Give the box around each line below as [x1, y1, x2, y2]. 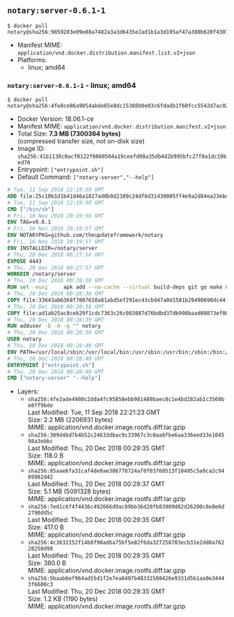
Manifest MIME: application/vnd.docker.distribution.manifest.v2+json [17, 122, 226, 131]
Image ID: [17, 145, 45, 153]
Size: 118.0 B [27, 451, 64, 460]
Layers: [17, 387, 39, 395]
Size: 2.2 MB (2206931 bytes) [27, 416, 114, 424]
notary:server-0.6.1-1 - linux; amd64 [7, 80, 136, 90]
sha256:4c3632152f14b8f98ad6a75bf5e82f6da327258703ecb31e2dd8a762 [27, 539, 225, 546]
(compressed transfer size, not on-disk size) [17, 137, 145, 145]
